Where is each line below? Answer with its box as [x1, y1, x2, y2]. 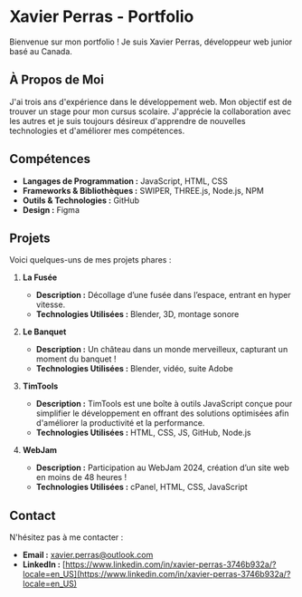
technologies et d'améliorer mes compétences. [9, 125, 185, 136]
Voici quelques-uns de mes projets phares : [9, 255, 172, 265]
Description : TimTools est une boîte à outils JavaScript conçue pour [35, 399, 293, 409]
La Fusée [22, 272, 58, 283]
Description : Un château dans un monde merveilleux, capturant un [35, 344, 288, 355]
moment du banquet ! [35, 353, 117, 364]
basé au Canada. [9, 45, 72, 56]
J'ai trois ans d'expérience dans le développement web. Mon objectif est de [9, 96, 292, 107]
